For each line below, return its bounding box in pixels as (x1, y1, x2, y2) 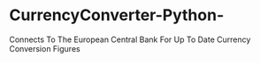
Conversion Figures (9, 43, 81, 53)
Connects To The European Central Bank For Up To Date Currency (9, 34, 251, 45)
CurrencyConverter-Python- (9, 5, 225, 25)
